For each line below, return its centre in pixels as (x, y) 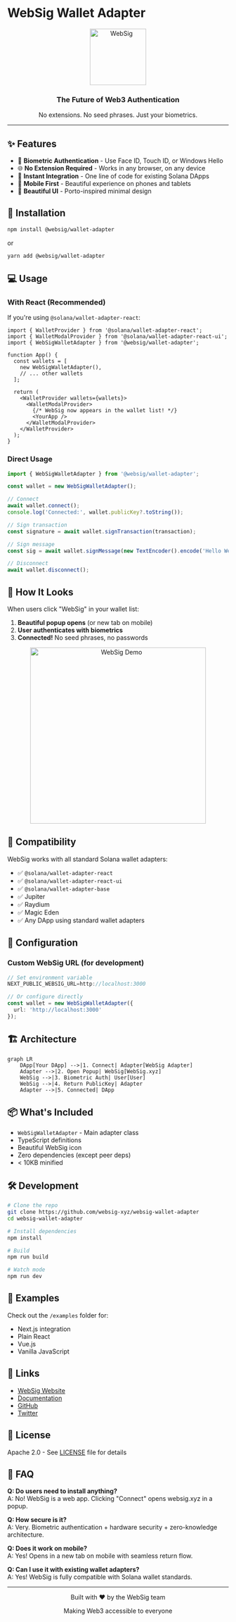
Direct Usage (30, 459)
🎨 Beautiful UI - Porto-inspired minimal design (85, 191)
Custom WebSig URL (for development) (76, 963)
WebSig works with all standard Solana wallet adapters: (87, 859)
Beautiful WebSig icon (50, 1148)
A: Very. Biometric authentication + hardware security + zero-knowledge (112, 1528)
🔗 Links (24, 1374)
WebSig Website (41, 1390)
